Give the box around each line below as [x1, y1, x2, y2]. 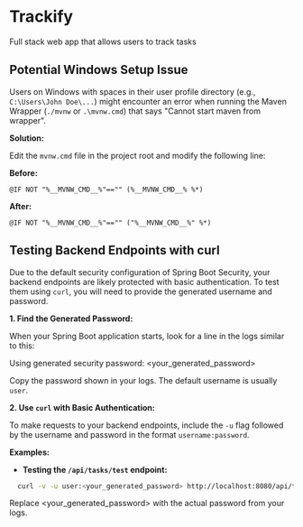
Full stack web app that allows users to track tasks [9, 36, 197, 47]
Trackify [9, 6, 74, 27]
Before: [9, 167, 38, 178]
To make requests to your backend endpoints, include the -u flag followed [9, 420, 284, 430]
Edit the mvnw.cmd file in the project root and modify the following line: [9, 150, 266, 161]
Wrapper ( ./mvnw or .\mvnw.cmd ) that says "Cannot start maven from [9, 106, 262, 116]
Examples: [9, 447, 50, 458]
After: [9, 200, 32, 211]
